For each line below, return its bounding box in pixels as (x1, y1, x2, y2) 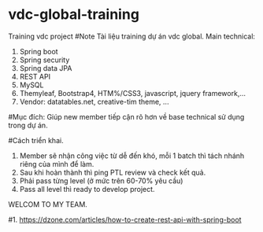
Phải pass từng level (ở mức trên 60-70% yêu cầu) (19, 175, 183, 186)
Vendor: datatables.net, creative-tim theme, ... (19, 97, 169, 106)
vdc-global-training (8, 6, 140, 24)
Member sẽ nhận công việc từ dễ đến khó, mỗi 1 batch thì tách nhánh (19, 151, 245, 160)
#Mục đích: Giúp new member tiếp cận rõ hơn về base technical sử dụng (8, 112, 245, 121)
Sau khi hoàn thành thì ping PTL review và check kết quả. (19, 168, 206, 177)
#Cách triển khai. (8, 135, 65, 145)
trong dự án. (8, 120, 49, 130)
